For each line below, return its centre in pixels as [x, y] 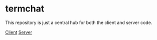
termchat [25, 9]
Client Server [19, 32]
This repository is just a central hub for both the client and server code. [79, 22]
